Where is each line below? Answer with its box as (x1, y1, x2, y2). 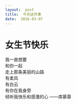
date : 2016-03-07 (5, 16, 43, 21)
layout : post (5, 7, 35, 12)
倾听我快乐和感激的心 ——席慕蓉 (5, 94, 72, 100)
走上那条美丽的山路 (5, 69, 44, 75)
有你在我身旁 (5, 88, 31, 94)
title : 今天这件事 (5, 12, 41, 17)
